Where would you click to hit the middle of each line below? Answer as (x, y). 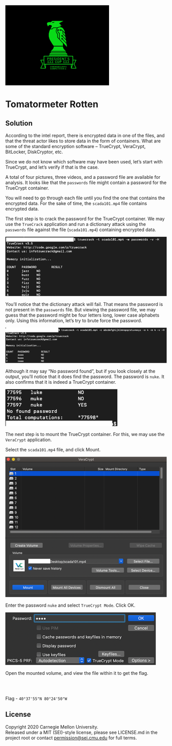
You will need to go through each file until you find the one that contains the (85, 198)
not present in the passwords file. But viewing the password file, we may (81, 310)
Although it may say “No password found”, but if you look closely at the (80, 371)
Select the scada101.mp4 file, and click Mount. (53, 449)
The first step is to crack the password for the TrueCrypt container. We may (85, 219)
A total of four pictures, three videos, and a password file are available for (83, 177)
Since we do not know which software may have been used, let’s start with (84, 162)
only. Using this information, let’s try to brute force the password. (74, 321)
